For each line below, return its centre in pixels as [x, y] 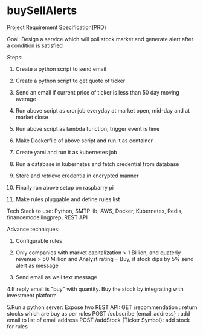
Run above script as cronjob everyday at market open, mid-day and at [102, 110]
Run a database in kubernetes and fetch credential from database [97, 164]
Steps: [15, 57]
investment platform [32, 295]
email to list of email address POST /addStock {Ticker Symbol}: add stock [98, 320]
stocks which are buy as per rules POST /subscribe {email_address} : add [98, 313]
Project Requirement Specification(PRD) [56, 27]
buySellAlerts [42, 11]
